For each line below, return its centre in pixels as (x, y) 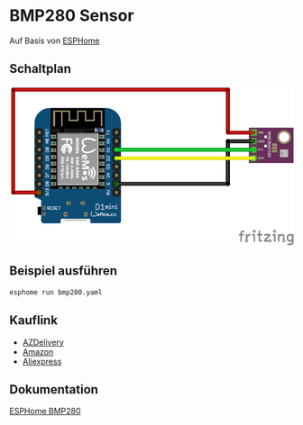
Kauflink (34, 321)
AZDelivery (43, 342)
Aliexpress (42, 361)
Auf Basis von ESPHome (55, 41)
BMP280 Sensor (72, 16)
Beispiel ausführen (64, 271)
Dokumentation (54, 389)
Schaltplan (41, 69)
